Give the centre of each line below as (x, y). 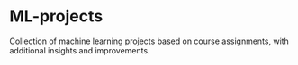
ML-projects (56, 16)
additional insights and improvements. (80, 50)
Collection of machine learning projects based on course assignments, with (149, 41)
